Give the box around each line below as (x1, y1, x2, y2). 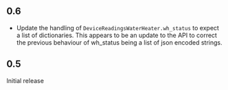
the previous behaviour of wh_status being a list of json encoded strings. (16, 38, 223, 47)
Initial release (6, 76, 44, 85)
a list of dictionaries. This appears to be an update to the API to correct (16, 31, 218, 39)
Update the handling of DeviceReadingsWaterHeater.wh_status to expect (16, 23, 219, 32)
